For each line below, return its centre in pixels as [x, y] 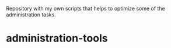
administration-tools [57, 38]
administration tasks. [31, 15]
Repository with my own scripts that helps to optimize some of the [85, 8]
